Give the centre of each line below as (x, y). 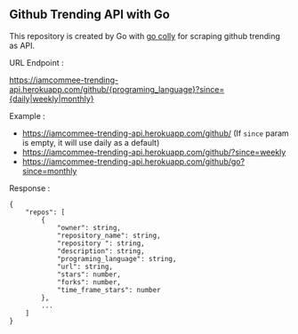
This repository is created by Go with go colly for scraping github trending (145, 36)
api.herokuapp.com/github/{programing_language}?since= (117, 89)
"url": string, (85, 266)
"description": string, (101, 251)
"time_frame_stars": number (109, 290)
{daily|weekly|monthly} (52, 99)
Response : (30, 188)
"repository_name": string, (109, 235)
